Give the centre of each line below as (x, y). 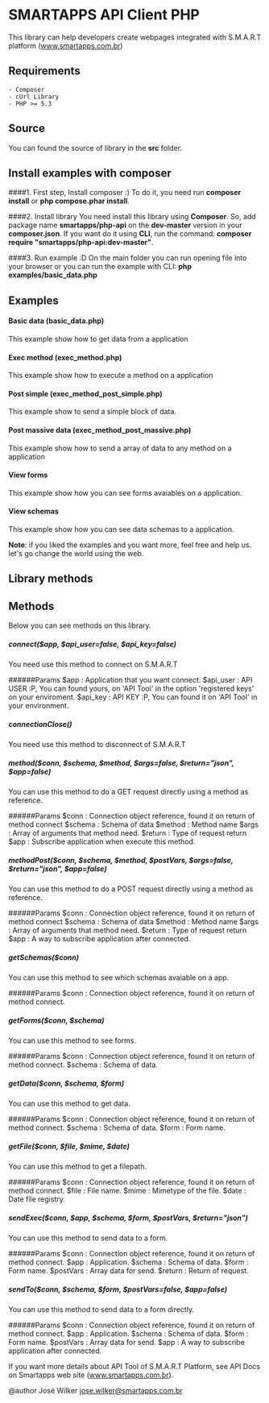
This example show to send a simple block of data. (93, 412)
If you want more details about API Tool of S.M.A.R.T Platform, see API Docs (134, 1366)
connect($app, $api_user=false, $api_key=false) (93, 644)
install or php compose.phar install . (69, 201)
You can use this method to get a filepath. (78, 1166)
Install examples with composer (90, 173)
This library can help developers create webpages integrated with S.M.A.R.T (135, 37)
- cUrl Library (34, 97)
